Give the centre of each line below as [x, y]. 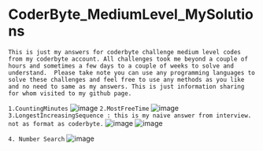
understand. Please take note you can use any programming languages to [132, 72]
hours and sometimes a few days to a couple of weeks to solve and [121, 66]
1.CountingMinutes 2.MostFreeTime [79, 109]
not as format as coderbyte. [56, 123]
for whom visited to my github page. [70, 93]
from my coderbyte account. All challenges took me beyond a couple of [128, 59]
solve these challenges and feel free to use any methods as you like [126, 79]
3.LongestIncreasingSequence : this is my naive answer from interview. [130, 116]
